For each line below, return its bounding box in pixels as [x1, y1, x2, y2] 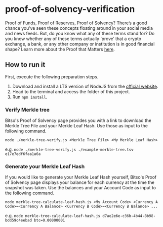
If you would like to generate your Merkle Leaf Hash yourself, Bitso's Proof [5, 174, 157, 180]
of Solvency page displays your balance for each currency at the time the [5, 179, 155, 185]
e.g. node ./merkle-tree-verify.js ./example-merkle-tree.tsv [5, 146, 134, 152]
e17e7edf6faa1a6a [5, 152, 41, 157]
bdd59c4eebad [5, 218, 32, 223]
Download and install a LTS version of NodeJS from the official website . [12, 83, 159, 89]
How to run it [5, 60, 45, 69]
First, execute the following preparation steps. [5, 73, 99, 80]
